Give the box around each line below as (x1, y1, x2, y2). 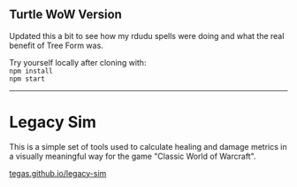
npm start (9, 74, 46, 83)
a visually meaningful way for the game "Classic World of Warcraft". (9, 151, 256, 161)
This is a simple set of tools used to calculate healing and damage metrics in (9, 141, 287, 152)
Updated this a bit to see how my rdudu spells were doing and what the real (9, 30, 285, 41)
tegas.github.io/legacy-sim (9, 168, 107, 178)
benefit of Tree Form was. (9, 40, 103, 51)
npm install (9, 66, 53, 75)
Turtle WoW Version (9, 7, 122, 22)
